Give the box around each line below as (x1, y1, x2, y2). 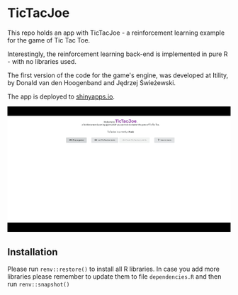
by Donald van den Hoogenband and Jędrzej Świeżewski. (7, 78, 176, 87)
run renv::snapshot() (7, 280, 70, 289)
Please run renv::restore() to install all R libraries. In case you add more (7, 265, 220, 274)
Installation (7, 246, 58, 258)
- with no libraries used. (7, 57, 76, 65)
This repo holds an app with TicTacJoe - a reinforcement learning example (7, 28, 225, 37)
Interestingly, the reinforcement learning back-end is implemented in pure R (7, 50, 228, 58)
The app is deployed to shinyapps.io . (7, 92, 115, 101)
